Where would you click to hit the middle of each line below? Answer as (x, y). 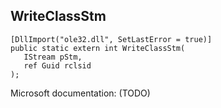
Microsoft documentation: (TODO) (80, 93)
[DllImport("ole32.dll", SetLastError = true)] (111, 39)
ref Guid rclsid (57, 65)
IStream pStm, (53, 57)
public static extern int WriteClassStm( (98, 48)
